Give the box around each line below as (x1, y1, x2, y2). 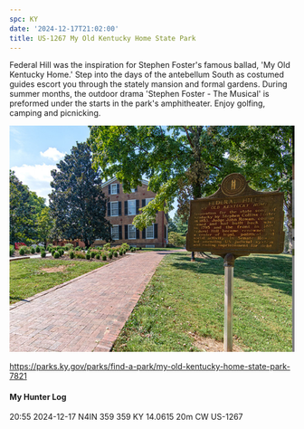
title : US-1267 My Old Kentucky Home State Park (9, 33, 196, 43)
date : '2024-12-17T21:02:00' (9, 24, 119, 33)
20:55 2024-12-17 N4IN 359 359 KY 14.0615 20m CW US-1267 (9, 412, 243, 423)
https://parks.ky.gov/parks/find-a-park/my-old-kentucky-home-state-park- (9, 361, 291, 372)
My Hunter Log (9, 391, 67, 402)
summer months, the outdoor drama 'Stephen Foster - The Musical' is (9, 89, 270, 100)
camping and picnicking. (9, 108, 101, 119)
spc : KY (9, 14, 39, 24)
